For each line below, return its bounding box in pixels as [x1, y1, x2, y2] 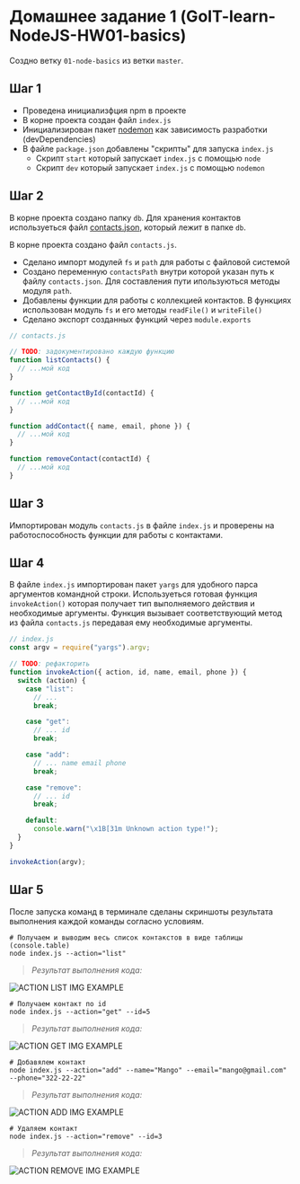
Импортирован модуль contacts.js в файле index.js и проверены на [9, 519, 275, 531]
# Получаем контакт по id [9, 999, 106, 1008]
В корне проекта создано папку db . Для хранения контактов [9, 212, 241, 223]
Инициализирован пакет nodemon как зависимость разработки [22, 124, 268, 135]
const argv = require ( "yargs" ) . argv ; [9, 643, 151, 652]
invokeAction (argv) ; [9, 857, 87, 866]
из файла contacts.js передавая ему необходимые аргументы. [9, 617, 253, 628]
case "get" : [25, 717, 70, 727]
